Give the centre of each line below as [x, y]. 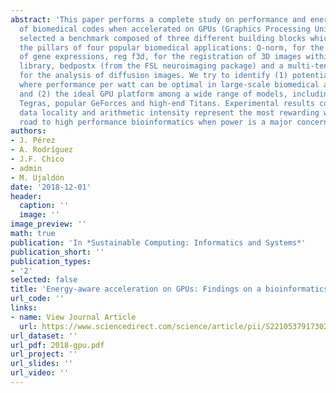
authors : [28, 131]
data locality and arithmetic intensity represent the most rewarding [169, 112]
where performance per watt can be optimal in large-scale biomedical [169, 85]
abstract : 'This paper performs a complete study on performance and [158, 19]
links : [24, 308]
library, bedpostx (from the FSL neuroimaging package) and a [151, 66]
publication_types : [51, 261]
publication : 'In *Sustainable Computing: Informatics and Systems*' [158, 242]
